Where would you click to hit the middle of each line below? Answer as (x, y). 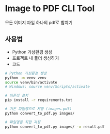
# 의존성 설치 (17, 96)
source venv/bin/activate (31, 82)
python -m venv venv (26, 78)
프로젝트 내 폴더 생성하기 (35, 58)
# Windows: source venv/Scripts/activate (47, 87)
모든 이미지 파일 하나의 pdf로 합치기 (39, 22)
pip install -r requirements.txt (39, 100)
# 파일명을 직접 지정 (23, 122)
